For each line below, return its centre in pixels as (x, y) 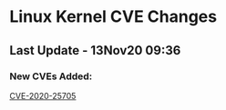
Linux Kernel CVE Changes (113, 17)
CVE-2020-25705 (43, 95)
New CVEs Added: (51, 76)
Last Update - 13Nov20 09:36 (95, 50)
